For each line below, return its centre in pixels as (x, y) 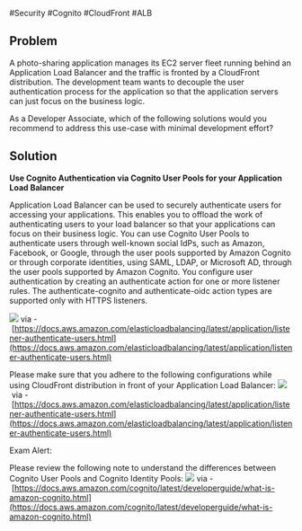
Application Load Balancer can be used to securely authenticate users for (145, 205)
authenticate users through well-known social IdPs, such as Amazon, (137, 243)
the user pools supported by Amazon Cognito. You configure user (131, 271)
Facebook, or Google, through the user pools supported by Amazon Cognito (150, 252)
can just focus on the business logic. (77, 101)
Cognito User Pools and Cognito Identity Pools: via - (111, 478)
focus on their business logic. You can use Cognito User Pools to (129, 234)
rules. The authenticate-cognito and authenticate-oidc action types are (141, 290)
